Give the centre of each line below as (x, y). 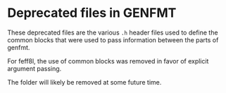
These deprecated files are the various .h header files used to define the (113, 32)
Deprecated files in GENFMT (92, 13)
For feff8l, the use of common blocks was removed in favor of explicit (108, 61)
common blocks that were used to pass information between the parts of (113, 39)
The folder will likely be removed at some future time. (84, 82)
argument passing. (34, 68)
